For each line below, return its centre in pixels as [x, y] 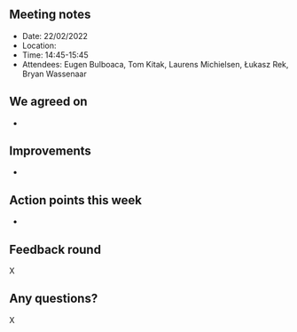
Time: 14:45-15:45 [55, 55]
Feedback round [55, 249]
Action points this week [76, 200]
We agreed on [48, 102]
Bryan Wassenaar [54, 74]
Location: [39, 45]
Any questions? [54, 299]
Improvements [50, 151]
